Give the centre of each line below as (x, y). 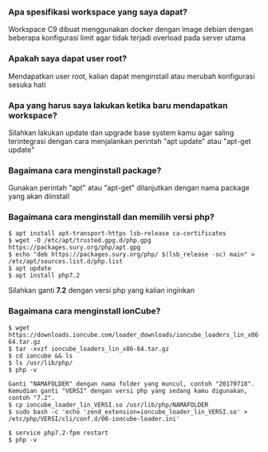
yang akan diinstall (39, 196)
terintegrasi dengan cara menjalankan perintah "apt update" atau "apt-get (130, 141)
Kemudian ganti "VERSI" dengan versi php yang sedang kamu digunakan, (128, 390)
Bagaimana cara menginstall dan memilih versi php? (112, 217)
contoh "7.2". (32, 398)
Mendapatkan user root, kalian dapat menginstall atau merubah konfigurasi (132, 76)
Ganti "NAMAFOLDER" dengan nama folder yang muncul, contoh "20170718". (132, 384)
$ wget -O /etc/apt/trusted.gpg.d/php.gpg (80, 241)
